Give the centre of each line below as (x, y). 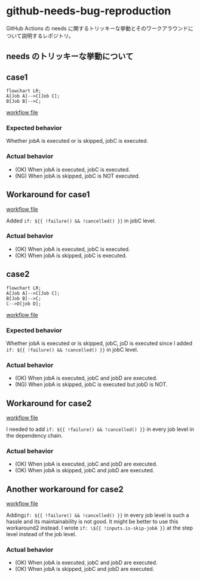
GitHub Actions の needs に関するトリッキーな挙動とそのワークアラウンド (97, 28)
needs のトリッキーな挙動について (70, 56)
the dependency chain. (35, 436)
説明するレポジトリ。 (48, 36)
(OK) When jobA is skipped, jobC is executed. (71, 255)
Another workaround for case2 (65, 489)
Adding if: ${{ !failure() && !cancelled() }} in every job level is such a (98, 515)
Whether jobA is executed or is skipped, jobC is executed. (77, 141)
